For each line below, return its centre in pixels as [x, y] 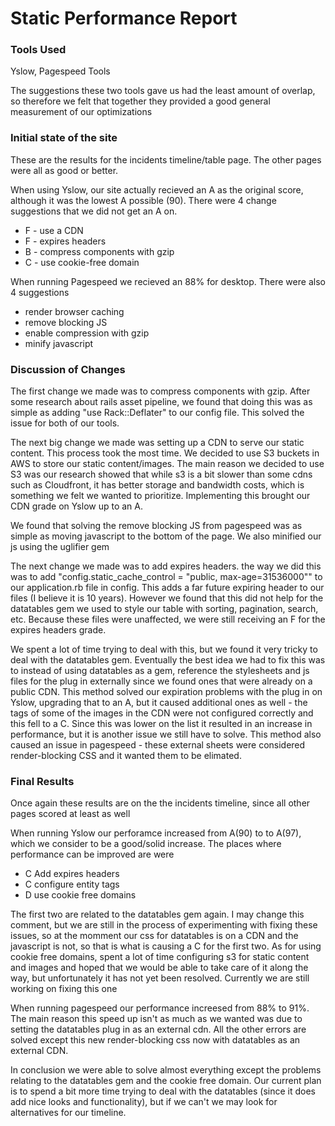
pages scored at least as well [70, 814]
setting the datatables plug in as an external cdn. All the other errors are [158, 1029]
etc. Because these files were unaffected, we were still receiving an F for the [168, 619]
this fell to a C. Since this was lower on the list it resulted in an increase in [161, 724]
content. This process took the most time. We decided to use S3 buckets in [165, 453]
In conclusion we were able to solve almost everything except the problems [166, 1070]
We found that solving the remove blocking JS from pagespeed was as [156, 526]
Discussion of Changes [68, 369]
